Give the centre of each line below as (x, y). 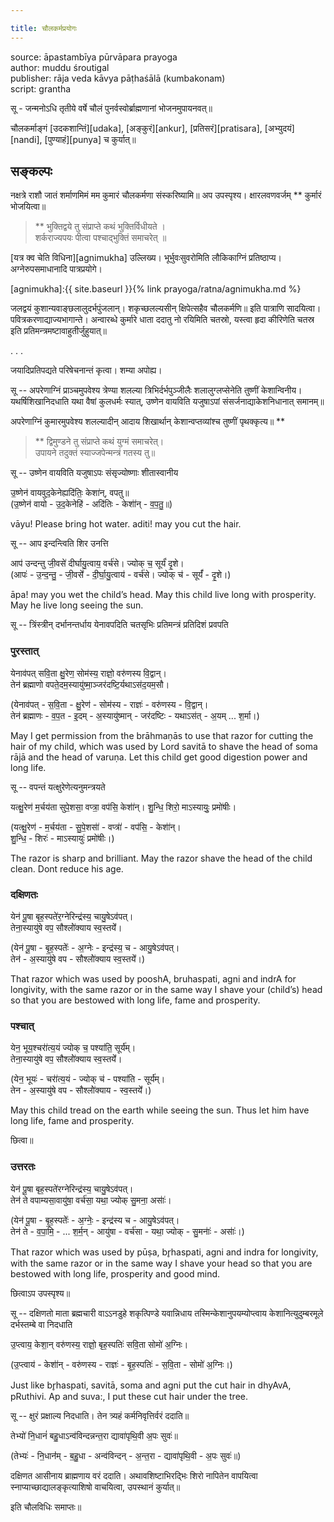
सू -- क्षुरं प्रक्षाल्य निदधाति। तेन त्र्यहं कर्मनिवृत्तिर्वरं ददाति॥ (100, 1415)
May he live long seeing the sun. (77, 605)
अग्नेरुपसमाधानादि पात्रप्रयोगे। (56, 269)
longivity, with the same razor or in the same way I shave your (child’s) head (166, 990)
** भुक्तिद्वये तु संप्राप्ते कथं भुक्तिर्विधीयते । (100, 227)
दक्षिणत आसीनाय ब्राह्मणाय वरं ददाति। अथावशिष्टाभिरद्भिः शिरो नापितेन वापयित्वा (134, 1475)
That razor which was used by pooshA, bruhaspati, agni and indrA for (153, 979)
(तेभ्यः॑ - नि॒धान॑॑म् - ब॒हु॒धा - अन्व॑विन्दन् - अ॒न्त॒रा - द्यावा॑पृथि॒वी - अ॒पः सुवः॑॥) (126, 1455)
